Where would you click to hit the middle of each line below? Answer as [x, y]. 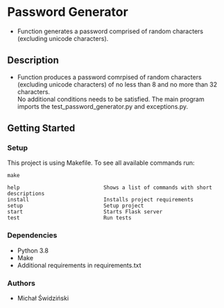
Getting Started [41, 128]
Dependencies [32, 235]
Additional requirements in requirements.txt [79, 265]
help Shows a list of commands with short [110, 188]
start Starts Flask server [85, 212]
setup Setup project [76, 206]
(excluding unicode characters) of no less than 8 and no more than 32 [117, 84]
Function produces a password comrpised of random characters [110, 77]
